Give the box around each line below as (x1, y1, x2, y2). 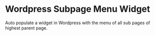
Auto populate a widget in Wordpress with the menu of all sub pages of (5, 20, 150, 26)
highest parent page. (5, 25, 48, 31)
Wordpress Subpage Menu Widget (5, 3, 151, 15)
